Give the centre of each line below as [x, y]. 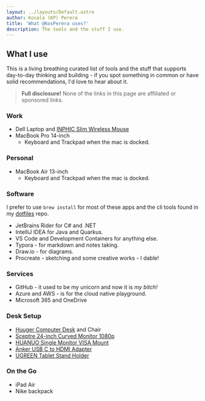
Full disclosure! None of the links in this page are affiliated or [99, 94]
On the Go [21, 371]
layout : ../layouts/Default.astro [50, 12]
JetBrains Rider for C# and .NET [56, 225]
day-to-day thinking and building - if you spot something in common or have [102, 75]
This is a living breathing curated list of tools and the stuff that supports [96, 69]
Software [20, 193]
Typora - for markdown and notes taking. [67, 245]
